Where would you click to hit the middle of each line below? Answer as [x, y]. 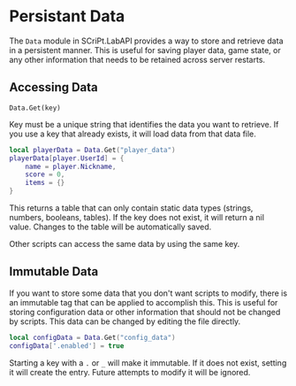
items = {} [45, 183]
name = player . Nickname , [71, 166]
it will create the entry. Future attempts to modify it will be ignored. [130, 372]
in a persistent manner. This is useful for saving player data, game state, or [145, 50]
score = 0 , [45, 174]
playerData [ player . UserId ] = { [67, 158]
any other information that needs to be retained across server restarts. [137, 59]
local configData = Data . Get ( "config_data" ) [92, 337]
